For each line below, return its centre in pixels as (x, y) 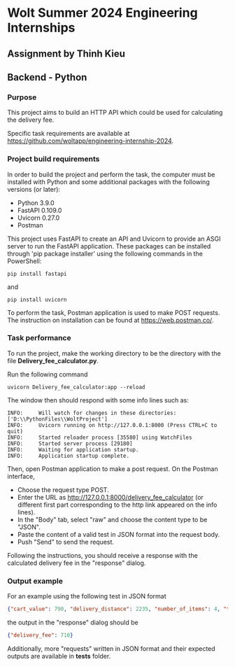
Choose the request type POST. (63, 490)
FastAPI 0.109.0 (40, 210)
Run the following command (48, 374)
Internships (41, 28)
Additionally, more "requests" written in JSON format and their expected (111, 648)
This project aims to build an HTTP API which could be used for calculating (115, 113)
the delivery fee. (31, 120)
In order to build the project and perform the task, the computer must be (111, 174)
